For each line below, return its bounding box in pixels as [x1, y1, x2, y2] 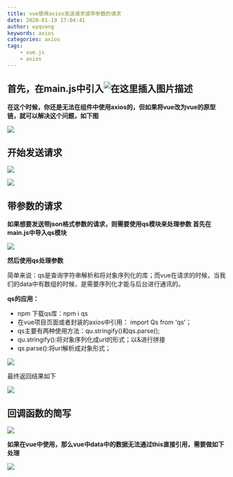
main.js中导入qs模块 [7, 229, 67, 237]
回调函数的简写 [7, 407, 72, 419]
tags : [7, 42, 23, 49]
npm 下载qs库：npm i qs [17, 309, 88, 318]
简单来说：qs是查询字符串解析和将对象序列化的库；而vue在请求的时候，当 [7, 271, 220, 280]
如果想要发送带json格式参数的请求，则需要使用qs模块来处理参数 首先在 [7, 220, 211, 228]
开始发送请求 [7, 147, 63, 159]
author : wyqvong [7, 23, 54, 30]
